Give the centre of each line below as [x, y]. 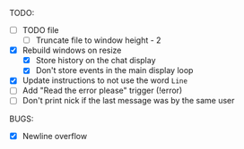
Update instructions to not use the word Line [105, 80]
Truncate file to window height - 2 [98, 40]
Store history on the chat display [96, 61]
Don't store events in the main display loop [114, 70]
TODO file [40, 30]
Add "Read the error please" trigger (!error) [102, 91]
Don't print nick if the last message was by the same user [128, 101]
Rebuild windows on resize [72, 50]
